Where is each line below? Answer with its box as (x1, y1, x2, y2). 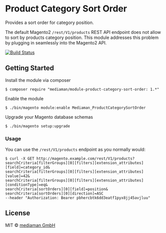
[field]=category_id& (5, 165, 50, 170)
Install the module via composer (5, 77, 71, 83)
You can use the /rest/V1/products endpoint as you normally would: (5, 147, 146, 153)
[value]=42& (5, 174, 30, 179)
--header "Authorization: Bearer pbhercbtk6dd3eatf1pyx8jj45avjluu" (5, 196, 151, 201)
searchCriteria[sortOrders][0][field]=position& (5, 187, 108, 192)
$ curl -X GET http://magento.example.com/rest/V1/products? (5, 156, 135, 161)
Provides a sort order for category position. (5, 19, 94, 25)
